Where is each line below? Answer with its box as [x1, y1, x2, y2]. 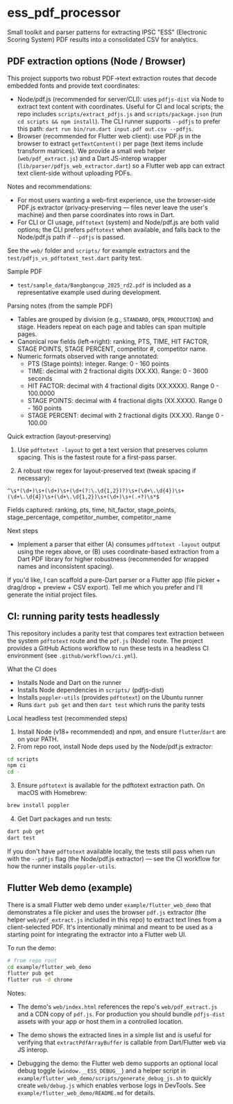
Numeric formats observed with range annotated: [17, 352, 159, 360]
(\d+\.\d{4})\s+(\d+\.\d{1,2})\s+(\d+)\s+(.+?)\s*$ [7, 493, 159, 500]
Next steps [7, 526, 38, 535]
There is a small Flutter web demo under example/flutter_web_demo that [7, 900, 212, 909]
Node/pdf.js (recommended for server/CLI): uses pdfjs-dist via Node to [17, 95, 224, 103]
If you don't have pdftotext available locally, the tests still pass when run [7, 847, 215, 855]
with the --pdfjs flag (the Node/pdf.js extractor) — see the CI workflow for [7, 854, 221, 862]
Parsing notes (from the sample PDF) [7, 301, 113, 310]
